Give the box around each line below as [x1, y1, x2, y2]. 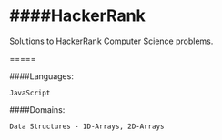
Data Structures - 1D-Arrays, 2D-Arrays [9, 122, 166, 131]
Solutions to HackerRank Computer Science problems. [9, 35, 214, 46]
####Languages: [9, 70, 75, 82]
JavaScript [9, 88, 51, 97]
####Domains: [9, 104, 66, 115]
